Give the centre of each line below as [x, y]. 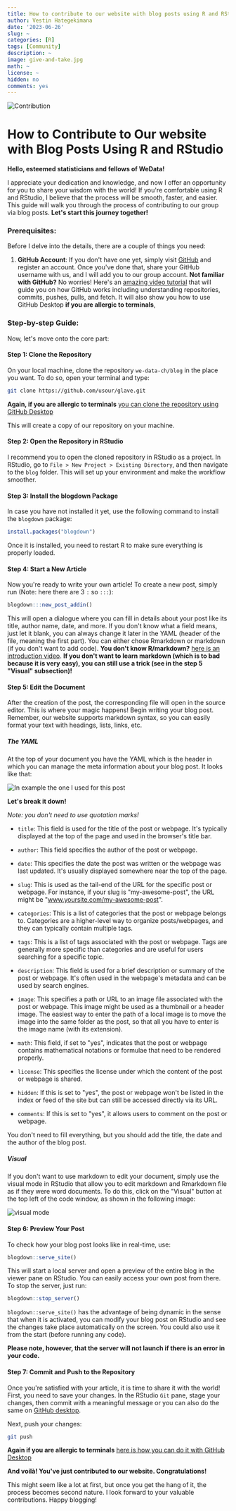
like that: [20, 774]
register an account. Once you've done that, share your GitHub [109, 267]
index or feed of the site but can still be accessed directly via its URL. [117, 1100]
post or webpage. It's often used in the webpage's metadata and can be [122, 978]
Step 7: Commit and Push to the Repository [71, 1371]
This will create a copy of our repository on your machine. [91, 425]
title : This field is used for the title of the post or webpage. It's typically [122, 828]
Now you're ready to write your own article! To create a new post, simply [112, 585]
